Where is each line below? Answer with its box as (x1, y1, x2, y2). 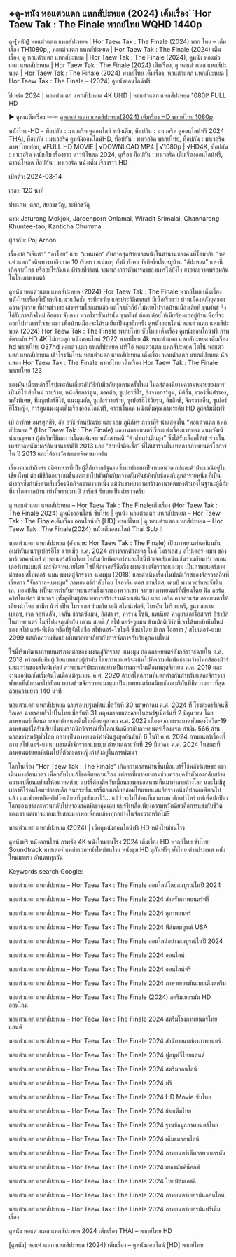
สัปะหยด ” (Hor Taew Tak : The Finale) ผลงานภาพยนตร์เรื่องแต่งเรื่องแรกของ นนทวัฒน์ (8, 425, 224, 434)
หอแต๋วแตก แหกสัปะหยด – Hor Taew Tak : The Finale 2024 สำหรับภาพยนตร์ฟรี (8, 895, 210, 903)
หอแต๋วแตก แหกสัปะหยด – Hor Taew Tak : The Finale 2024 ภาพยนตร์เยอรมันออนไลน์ (8, 1190, 225, 1199)
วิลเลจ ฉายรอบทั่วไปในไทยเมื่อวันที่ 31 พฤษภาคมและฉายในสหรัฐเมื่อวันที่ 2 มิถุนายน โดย (8, 708, 214, 717)
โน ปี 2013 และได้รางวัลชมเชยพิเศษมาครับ (8, 449, 108, 458)
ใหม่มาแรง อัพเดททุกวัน (8, 853, 63, 861)
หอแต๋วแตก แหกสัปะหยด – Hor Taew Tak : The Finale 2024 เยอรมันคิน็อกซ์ (8, 1162, 200, 1171)
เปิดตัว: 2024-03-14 (8, 172, 62, 180)
